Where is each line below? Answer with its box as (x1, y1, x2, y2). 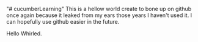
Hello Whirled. (6, 30, 42, 37)
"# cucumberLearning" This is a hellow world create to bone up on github (6, 5, 192, 12)
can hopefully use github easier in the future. (6, 18, 120, 25)
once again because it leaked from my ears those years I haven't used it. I (6, 12, 193, 19)
